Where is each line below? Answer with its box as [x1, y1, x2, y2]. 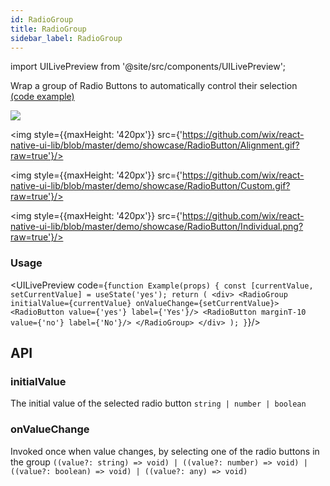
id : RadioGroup [10, 14, 74, 25]
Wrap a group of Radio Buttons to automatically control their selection [10, 80, 298, 92]
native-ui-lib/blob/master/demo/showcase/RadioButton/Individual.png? [10, 221, 304, 233]
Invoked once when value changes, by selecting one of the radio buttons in [10, 445, 320, 457]
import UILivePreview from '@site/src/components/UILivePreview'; [10, 61, 287, 73]
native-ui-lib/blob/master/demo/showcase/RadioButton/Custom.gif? [10, 180, 291, 192]
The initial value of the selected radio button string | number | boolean [10, 397, 307, 410]
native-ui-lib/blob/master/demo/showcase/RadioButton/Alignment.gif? [10, 139, 300, 151]
